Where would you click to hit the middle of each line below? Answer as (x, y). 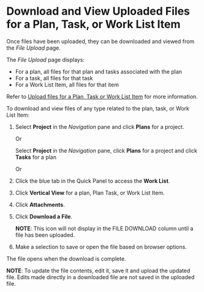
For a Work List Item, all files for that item (67, 85)
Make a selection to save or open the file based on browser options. (101, 247)
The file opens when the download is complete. (66, 258)
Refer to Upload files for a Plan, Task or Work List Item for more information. (102, 96)
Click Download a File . (43, 217)
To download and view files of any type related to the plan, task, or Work (98, 108)
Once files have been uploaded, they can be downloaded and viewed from (100, 41)
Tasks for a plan (36, 157)
